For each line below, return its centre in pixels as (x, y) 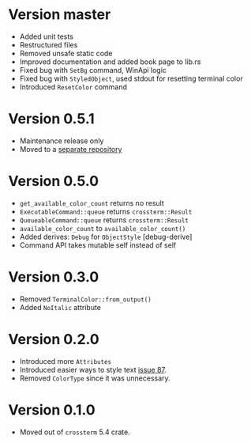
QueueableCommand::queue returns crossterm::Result (104, 220)
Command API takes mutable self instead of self (98, 245)
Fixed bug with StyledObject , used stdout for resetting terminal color (131, 78)
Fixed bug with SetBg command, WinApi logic (93, 70)
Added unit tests (46, 36)
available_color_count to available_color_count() (103, 228)
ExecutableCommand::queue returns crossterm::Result (106, 211)
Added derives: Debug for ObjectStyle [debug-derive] (106, 237)
